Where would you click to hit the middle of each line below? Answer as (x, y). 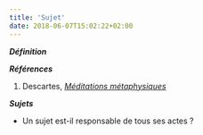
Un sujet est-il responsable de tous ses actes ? (108, 121)
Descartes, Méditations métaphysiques (94, 86)
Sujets (21, 103)
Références (31, 69)
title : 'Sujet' (37, 17)
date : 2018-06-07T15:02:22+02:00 (71, 26)
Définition (28, 51)
